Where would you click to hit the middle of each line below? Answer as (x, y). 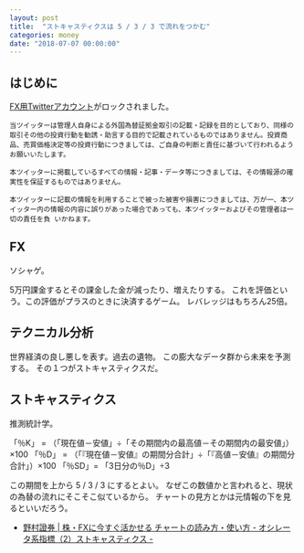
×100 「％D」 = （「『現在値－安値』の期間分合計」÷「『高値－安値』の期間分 (152, 454)
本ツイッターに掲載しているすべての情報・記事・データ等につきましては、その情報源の (148, 173)
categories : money (44, 35)
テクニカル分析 (52, 333)
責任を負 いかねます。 (58, 219)
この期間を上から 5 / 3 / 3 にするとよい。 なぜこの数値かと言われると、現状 (152, 484)
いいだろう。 (49, 507)
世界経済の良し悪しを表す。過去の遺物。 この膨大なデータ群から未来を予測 (150, 356)
